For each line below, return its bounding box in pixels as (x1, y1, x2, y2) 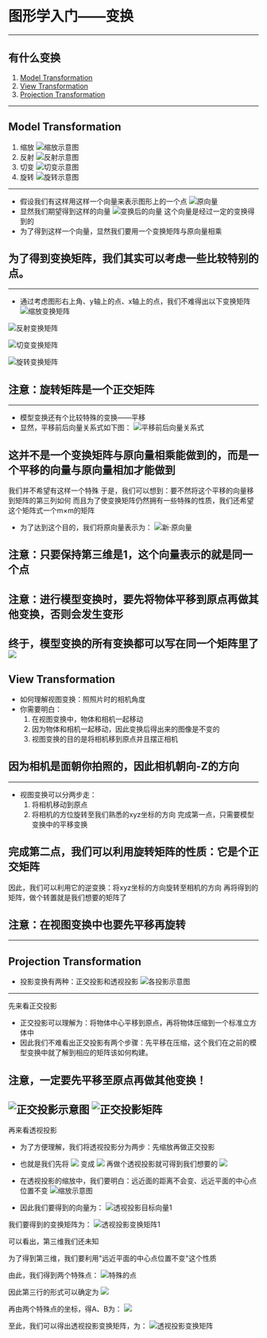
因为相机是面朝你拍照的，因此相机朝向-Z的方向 (8, 760, 240, 774)
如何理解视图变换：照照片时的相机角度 (19, 694, 145, 704)
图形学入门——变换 (8, 7, 134, 25)
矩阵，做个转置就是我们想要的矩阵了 (8, 892, 127, 902)
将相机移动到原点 (31, 800, 88, 809)
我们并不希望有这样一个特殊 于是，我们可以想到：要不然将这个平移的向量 (8, 486, 247, 495)
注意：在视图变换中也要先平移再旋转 (8, 918, 186, 931)
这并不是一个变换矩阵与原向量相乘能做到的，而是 (8, 448, 249, 462)
